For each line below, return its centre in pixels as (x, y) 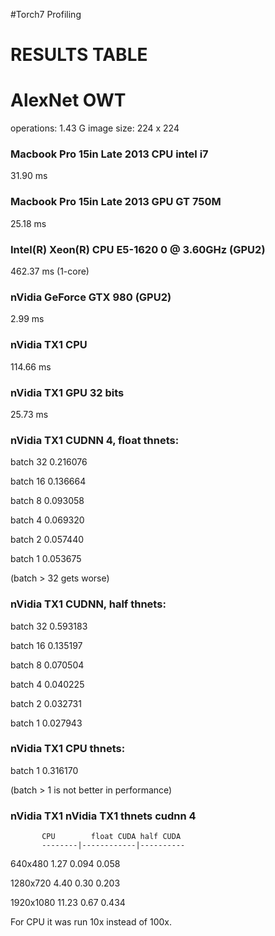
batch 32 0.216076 (49, 462)
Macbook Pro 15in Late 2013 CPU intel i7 (109, 154)
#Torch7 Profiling (46, 14)
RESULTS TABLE (79, 55)
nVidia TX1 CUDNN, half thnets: (88, 604)
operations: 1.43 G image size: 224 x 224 (95, 128)
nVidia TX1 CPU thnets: (68, 749)
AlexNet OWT (68, 100)
